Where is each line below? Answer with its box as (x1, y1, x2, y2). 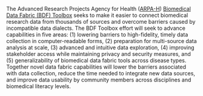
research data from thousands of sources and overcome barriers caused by (6, 18, 196, 25)
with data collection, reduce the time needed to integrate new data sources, (6, 70, 196, 77)
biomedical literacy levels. (6, 83, 71, 90)
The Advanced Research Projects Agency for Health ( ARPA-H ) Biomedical (6, 5, 191, 12)
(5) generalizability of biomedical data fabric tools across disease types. (6, 57, 187, 64)
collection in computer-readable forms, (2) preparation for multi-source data (6, 38, 197, 44)
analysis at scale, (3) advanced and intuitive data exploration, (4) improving (6, 44, 195, 51)
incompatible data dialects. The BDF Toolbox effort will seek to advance (6, 24, 186, 32)
